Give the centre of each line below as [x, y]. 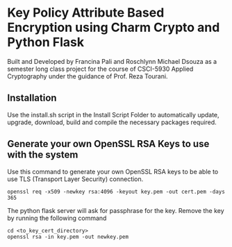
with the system [43, 155]
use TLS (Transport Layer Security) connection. [75, 179]
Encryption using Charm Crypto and [114, 27]
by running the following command [57, 218]
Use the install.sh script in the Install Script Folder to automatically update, [114, 114]
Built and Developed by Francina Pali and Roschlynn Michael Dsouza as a [112, 61]
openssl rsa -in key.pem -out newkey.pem [68, 237]
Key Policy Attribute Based [86, 13]
